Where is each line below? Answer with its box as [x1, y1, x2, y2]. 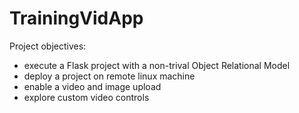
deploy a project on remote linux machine [23, 70, 196, 82]
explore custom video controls [23, 91, 150, 103]
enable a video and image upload [23, 80, 162, 92]
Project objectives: [9, 40, 87, 52]
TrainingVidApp [9, 7, 144, 30]
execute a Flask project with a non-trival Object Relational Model [23, 59, 291, 71]
